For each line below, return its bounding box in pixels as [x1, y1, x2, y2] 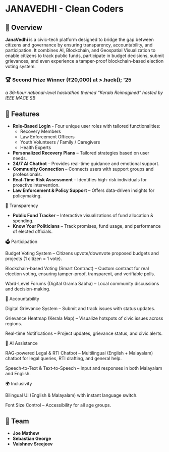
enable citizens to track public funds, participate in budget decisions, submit [5, 53, 164, 59]
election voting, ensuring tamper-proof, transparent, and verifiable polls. [5, 271, 155, 277]
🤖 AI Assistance [5, 340, 38, 346]
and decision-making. [5, 286, 50, 292]
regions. [5, 321, 23, 327]
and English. [5, 371, 31, 377]
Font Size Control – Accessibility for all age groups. [5, 402, 111, 408]
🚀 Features [5, 110, 40, 118]
